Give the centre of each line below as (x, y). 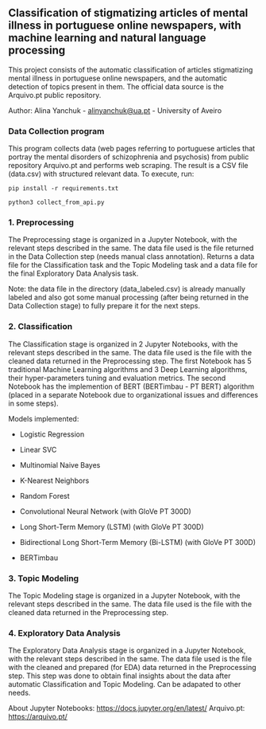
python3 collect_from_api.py (56, 202)
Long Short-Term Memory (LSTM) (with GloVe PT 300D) (112, 527)
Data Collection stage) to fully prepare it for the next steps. (104, 306)
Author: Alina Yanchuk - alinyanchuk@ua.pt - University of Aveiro (115, 110)
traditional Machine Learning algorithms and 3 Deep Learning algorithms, (128, 369)
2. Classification (40, 327)
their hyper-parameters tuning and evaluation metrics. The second (117, 378)
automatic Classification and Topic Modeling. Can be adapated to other (125, 684)
